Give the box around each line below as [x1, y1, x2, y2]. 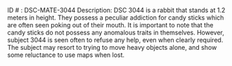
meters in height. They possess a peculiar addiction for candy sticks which [7, 13, 224, 22]
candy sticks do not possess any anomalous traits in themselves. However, [7, 28, 225, 37]
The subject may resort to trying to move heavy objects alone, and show [7, 44, 217, 51]
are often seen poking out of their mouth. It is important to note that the [7, 21, 214, 29]
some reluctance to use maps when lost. [7, 51, 125, 59]
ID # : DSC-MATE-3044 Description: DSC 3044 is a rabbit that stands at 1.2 [7, 6, 226, 14]
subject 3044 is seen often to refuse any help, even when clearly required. [7, 36, 224, 44]
